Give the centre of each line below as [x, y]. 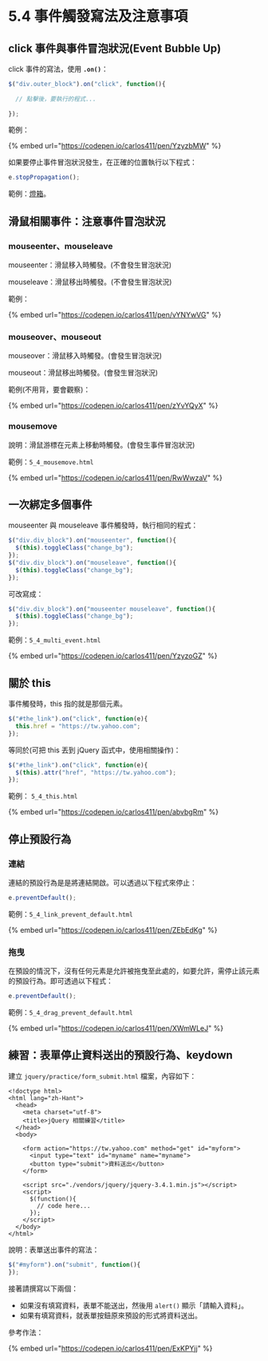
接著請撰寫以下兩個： [43, 1288]
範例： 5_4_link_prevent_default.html [71, 913]
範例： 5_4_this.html [43, 796]
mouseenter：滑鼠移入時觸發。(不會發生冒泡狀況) [90, 265]
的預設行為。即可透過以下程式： [61, 981]
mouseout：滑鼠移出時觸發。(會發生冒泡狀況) [83, 373]
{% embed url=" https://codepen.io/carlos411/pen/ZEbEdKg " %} [113, 929]
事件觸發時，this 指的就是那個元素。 [68, 704]
